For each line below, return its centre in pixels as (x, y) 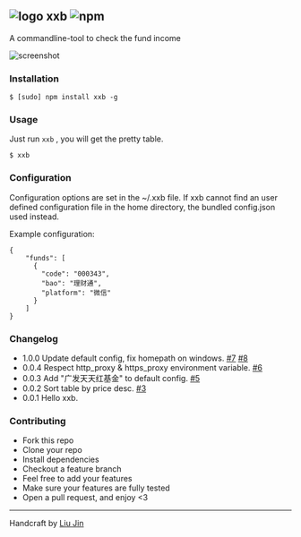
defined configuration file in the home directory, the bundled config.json (142, 207)
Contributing (38, 421)
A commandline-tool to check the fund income (95, 38)
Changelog (34, 338)
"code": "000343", (76, 274)
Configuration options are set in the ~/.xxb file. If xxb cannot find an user (143, 197)
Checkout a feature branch (72, 469)
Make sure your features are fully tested (96, 488)
